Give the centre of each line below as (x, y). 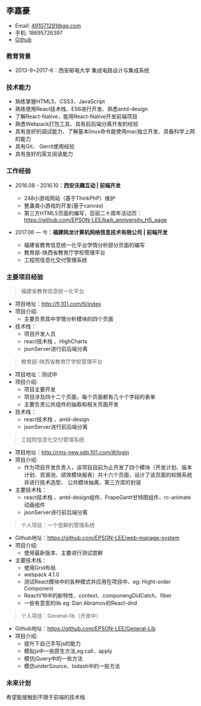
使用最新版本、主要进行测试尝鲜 (63, 553)
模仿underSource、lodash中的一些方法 (72, 666)
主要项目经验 (25, 277)
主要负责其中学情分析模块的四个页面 (69, 319)
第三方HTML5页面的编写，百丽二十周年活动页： (83, 213)
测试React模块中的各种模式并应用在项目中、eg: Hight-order (97, 582)
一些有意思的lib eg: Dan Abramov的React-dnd (80, 603)
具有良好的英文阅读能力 (44, 154)
